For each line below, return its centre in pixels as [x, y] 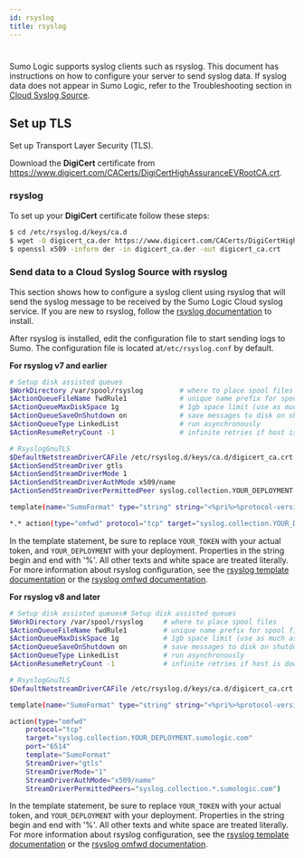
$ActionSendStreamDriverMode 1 [68, 474]
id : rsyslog [32, 18]
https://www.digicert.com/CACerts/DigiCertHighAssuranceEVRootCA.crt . [146, 172]
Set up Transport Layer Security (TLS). [81, 145]
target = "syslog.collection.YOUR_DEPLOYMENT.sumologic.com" [139, 739]
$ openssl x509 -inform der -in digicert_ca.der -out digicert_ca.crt [145, 249]
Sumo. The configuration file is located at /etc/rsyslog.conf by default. [142, 348]
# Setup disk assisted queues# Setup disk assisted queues [123, 613]
